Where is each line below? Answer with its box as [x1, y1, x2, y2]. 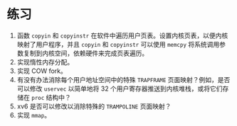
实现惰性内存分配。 [16, 57, 74, 66]
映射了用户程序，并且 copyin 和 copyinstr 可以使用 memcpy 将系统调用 [16, 40, 220, 48]
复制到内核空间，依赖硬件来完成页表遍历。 [23, 49, 149, 57]
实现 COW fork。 [16, 67, 67, 75]
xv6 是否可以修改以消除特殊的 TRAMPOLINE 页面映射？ [16, 102, 172, 110]
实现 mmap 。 [16, 110, 51, 119]
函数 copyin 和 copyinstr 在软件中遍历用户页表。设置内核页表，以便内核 [16, 31, 228, 40]
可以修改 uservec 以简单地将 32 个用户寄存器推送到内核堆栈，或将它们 [16, 84, 223, 93]
